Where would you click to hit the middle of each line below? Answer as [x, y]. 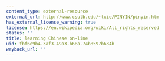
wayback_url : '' [26, 49]
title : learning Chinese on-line [47, 38]
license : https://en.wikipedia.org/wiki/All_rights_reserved [83, 28]
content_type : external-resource [47, 11]
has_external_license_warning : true [51, 22]
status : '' [19, 33]
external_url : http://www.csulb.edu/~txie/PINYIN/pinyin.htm [83, 17]
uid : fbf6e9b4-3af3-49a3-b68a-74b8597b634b [60, 44]
